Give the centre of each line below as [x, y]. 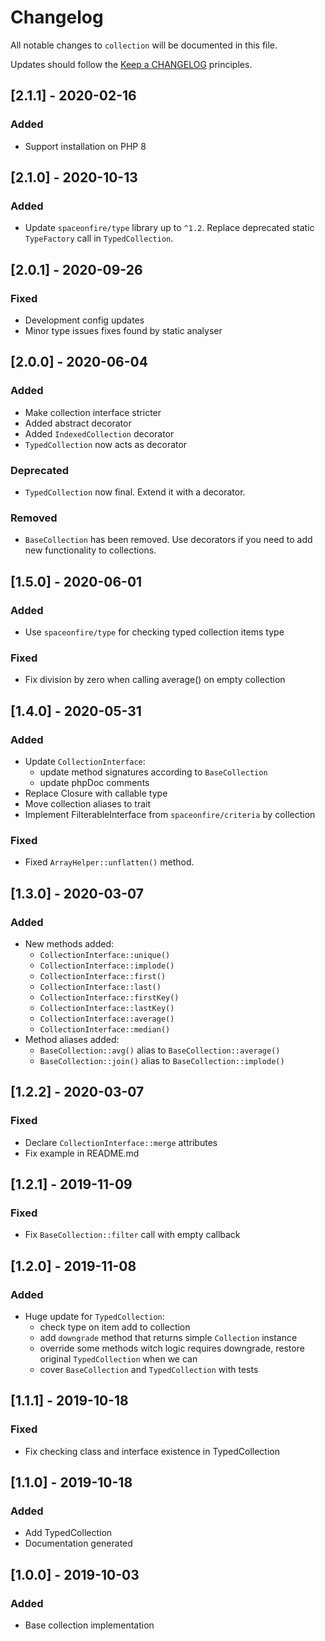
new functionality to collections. [90, 550]
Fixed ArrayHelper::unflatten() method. [109, 862]
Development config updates [84, 320]
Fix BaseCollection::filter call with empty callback [132, 1235]
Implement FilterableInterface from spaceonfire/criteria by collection [170, 814]
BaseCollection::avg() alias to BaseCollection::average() [160, 1050]
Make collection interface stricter [93, 412]
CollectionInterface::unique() [105, 955]
